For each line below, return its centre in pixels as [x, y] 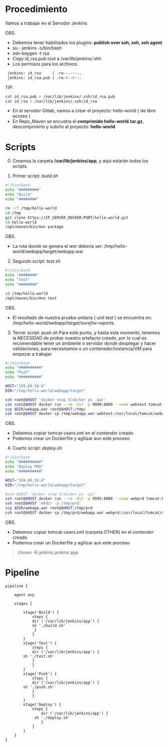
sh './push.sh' [39, 687]
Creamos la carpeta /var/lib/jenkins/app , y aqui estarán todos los [80, 161]
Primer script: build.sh [35, 176]
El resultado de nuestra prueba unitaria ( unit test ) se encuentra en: [82, 318]
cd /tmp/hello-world [27, 293]
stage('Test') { [40, 643]
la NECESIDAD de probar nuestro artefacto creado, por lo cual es [79, 338]
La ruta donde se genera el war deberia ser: [58, 246]
